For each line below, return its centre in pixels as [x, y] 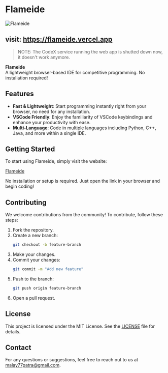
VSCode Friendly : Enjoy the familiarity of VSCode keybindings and [82, 117]
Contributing [26, 202]
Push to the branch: [33, 279]
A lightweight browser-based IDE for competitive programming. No [75, 72]
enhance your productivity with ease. [52, 122]
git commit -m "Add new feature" [48, 269]
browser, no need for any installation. [51, 111]
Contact [18, 348]
